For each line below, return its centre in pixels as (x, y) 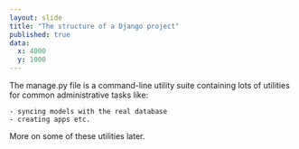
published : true (40, 34)
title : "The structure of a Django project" (94, 26)
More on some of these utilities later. (77, 136)
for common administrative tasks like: (79, 95)
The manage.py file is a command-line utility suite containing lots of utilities (150, 85)
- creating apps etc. (50, 119)
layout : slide (36, 18)
